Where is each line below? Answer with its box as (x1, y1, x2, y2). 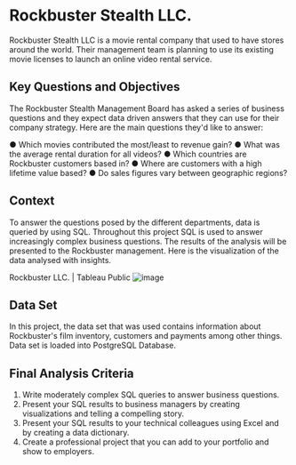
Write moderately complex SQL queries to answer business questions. (21, 389, 280, 400)
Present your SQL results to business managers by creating (21, 399, 240, 410)
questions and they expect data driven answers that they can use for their (9, 112, 280, 123)
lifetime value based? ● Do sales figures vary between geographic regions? (9, 167, 288, 178)
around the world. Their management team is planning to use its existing (9, 44, 274, 54)
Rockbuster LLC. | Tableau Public (9, 272, 131, 283)
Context (9, 193, 55, 209)
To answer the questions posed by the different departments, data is (9, 217, 260, 228)
